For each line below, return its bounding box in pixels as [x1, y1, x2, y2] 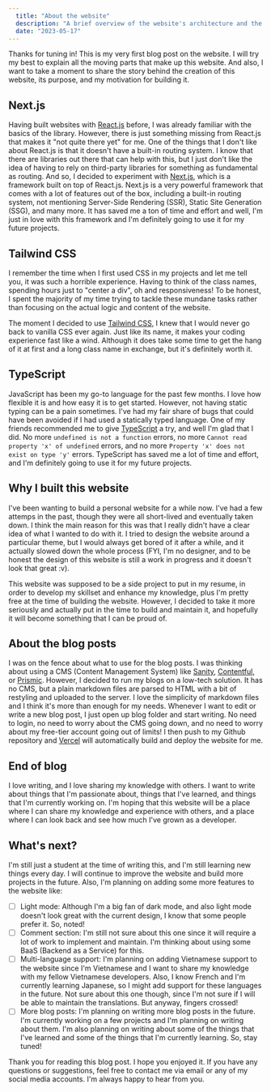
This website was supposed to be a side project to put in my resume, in [8, 578, 246, 588]
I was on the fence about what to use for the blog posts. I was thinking [8, 658, 243, 668]
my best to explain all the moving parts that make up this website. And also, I [8, 58, 264, 67]
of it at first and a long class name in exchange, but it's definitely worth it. [8, 344, 253, 353]
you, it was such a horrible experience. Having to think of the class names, [8, 277, 257, 286]
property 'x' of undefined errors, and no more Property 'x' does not [8, 441, 246, 450]
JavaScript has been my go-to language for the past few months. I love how [8, 389, 261, 399]
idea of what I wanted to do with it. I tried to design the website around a [8, 528, 250, 539]
